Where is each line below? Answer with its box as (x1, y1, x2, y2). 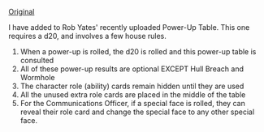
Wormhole (19, 73, 55, 82)
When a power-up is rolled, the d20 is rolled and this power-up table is (19, 47, 257, 56)
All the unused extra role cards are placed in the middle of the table (19, 90, 246, 100)
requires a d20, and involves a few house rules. (8, 32, 167, 40)
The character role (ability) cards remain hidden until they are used (19, 81, 245, 91)
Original (8, 7, 35, 16)
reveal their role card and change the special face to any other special (19, 107, 255, 117)
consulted (19, 56, 54, 65)
